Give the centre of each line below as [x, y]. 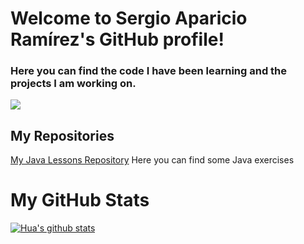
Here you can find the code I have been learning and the [149, 71]
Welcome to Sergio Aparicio [129, 18]
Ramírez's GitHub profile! [117, 39]
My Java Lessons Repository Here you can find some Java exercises [152, 160]
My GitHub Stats [80, 200]
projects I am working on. [73, 84]
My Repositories [62, 135]
